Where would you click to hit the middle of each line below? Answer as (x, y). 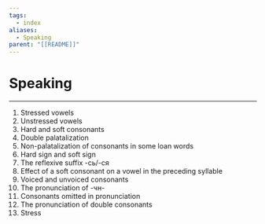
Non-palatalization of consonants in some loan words (107, 146)
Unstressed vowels (51, 121)
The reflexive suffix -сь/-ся (64, 163)
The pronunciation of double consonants (86, 204)
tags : (18, 15)
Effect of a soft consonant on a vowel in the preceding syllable (121, 171)
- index (29, 23)
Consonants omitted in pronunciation (80, 196)
